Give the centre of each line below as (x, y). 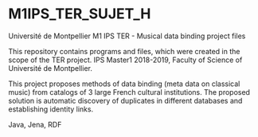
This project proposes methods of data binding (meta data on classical (124, 84)
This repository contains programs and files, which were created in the (124, 51)
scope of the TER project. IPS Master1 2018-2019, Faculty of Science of (125, 60)
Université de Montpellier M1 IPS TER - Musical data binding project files (127, 36)
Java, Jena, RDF (35, 124)
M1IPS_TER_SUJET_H (80, 14)
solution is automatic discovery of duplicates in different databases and (125, 100)
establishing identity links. (51, 109)
